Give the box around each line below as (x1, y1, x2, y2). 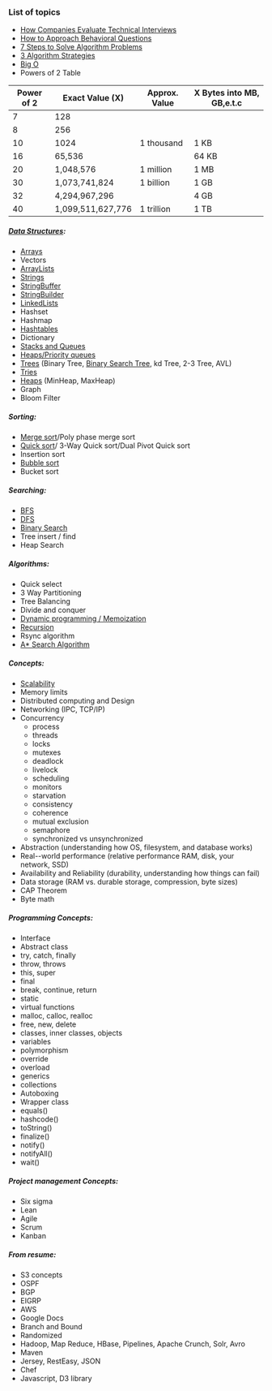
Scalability (19, 678, 55, 688)
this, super (19, 968, 57, 978)
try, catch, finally (19, 950, 77, 960)
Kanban (19, 1231, 47, 1241)
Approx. (147, 88, 179, 99)
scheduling (32, 773, 70, 783)
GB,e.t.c (211, 97, 243, 109)
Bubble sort (19, 458, 59, 468)
